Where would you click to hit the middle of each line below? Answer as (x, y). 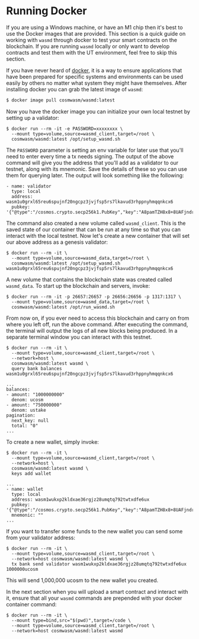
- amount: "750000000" (34, 405)
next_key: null (30, 420)
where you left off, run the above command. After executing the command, (97, 324)
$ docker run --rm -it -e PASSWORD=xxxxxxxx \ (65, 129)
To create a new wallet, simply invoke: (53, 442)
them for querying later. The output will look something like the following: (95, 175)
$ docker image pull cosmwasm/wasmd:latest (61, 100)
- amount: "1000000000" (36, 395)
